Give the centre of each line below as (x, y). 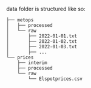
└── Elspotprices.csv (56, 79)
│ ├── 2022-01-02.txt (42, 42)
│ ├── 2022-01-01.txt (42, 36)
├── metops (20, 20)
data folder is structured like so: (46, 9)
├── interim (32, 63)
